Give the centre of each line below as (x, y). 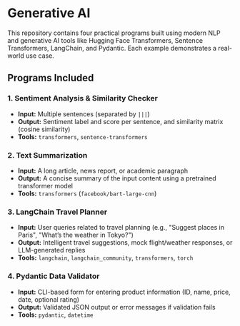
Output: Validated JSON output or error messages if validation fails (116, 307)
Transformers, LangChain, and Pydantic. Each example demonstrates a (112, 48)
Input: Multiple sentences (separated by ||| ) (84, 114)
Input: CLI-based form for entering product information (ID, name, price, (124, 292)
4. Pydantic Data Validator (54, 276)
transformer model (45, 185)
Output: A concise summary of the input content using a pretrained (117, 178)
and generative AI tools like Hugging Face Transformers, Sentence (105, 40)
